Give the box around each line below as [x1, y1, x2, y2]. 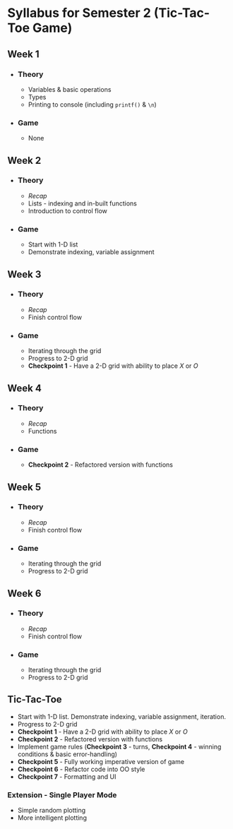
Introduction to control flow [28, 206, 108, 215]
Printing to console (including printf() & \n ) [28, 100, 157, 109]
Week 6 [7, 588, 42, 600]
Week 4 [7, 382, 42, 394]
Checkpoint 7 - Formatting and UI [17, 772, 116, 781]
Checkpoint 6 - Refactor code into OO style [17, 765, 145, 773]
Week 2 [7, 154, 42, 167]
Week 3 [7, 268, 42, 280]
